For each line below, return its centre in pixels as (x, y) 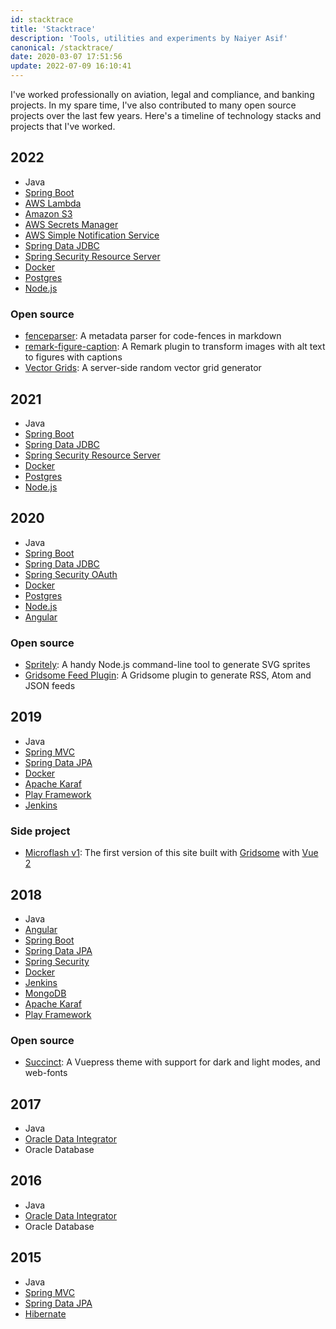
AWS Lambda (53, 203)
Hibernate (45, 1313)
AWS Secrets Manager (71, 224)
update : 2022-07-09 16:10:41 (71, 66)
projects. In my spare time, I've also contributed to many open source (153, 105)
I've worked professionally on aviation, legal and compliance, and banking (162, 94)
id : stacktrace (42, 19)
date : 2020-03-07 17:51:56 (66, 57)
